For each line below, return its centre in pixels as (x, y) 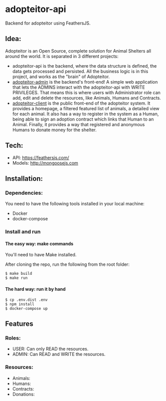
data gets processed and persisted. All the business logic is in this (80, 71)
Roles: (13, 338)
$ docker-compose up (27, 308)
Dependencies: (24, 193)
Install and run (23, 232)
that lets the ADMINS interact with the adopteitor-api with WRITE (79, 87)
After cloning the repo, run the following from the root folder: (67, 264)
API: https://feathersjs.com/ (41, 157)
